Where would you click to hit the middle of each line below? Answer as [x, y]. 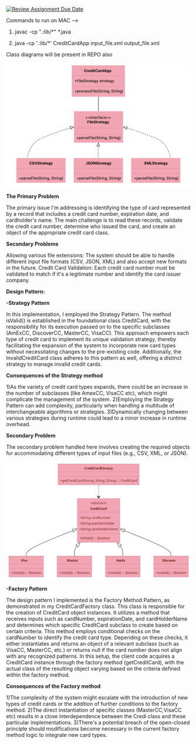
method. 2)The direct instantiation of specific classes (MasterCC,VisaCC [94, 710]
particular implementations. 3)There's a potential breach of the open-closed [98, 722]
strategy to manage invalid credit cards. [54, 364]
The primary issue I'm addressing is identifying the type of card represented [98, 208]
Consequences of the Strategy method [55, 376]
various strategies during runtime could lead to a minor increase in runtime [96, 418]
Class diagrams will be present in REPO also [59, 55]
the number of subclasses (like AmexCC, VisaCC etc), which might [87, 393]
